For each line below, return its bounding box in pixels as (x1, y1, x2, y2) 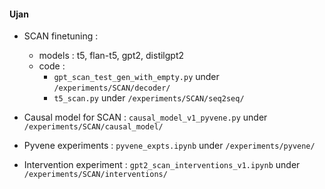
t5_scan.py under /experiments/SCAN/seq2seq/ (53, 92, 245, 104)
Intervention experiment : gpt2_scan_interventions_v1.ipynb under (23, 159, 301, 171)
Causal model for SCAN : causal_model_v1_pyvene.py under (23, 111, 268, 124)
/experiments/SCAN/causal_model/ (23, 122, 164, 132)
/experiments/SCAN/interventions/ (23, 170, 168, 180)
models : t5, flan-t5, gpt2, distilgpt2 (38, 50, 185, 62)
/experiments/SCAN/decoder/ (53, 83, 171, 94)
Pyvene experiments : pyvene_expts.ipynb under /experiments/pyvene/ (23, 140, 316, 152)
